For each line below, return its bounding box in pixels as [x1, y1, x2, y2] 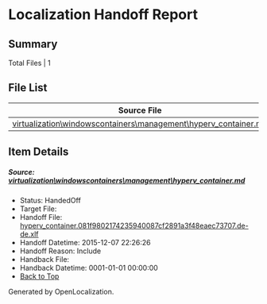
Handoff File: [19, 213, 63, 222]
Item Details [8, 145, 69, 159]
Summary [8, 37, 58, 51]
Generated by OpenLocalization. [8, 287, 114, 297]
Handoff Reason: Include [19, 246, 102, 256]
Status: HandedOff [19, 196, 81, 206]
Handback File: [19, 255, 70, 264]
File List [8, 81, 48, 94]
